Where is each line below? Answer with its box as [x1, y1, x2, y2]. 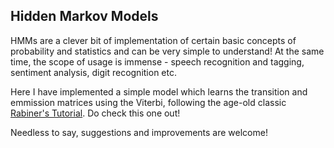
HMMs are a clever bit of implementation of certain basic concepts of [10, 34, 297, 46]
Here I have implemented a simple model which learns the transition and [10, 85, 308, 98]
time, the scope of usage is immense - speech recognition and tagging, [10, 55, 305, 68]
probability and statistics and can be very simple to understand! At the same [10, 45, 325, 57]
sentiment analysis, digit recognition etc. [10, 66, 177, 78]
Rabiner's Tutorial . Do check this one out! [10, 107, 181, 119]
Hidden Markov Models [10, 8, 159, 25]
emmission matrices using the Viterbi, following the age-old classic [10, 96, 287, 108]
